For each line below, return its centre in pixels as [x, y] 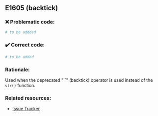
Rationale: [17, 70]
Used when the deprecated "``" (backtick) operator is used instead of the [79, 80]
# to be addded [21, 32]
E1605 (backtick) [31, 8]
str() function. [20, 86]
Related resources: [28, 98]
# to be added [20, 57]
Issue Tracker [26, 109]
